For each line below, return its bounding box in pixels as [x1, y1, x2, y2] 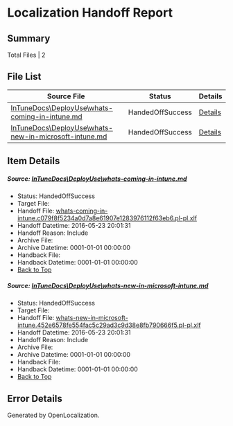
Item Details [7, 155, 60, 167]
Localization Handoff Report [7, 5, 173, 21]
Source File [46, 91, 85, 101]
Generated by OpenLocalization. [7, 411, 100, 419]
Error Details [7, 393, 62, 405]
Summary [7, 33, 51, 44]
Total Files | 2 [7, 51, 46, 59]
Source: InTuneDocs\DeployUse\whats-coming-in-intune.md [7, 175, 187, 183]
